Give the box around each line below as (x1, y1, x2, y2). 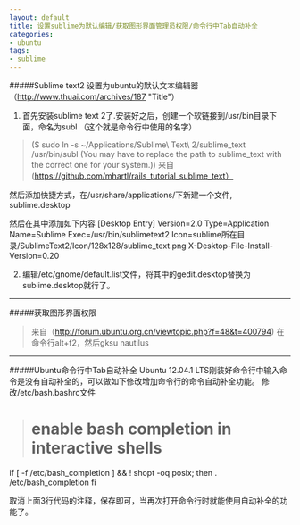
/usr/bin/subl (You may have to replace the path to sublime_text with (30, 149, 282, 159)
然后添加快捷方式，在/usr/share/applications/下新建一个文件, (9, 189, 233, 200)
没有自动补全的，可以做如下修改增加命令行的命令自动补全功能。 (24, 376, 260, 387)
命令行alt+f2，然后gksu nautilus (30, 337, 149, 348)
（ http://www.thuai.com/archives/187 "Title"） (9, 91, 180, 102)
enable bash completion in (30, 419, 232, 439)
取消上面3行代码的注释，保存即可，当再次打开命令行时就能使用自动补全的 (9, 495, 280, 505)
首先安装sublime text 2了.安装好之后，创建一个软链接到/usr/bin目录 (21, 111, 270, 121)
